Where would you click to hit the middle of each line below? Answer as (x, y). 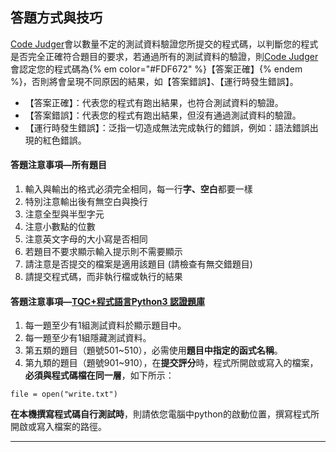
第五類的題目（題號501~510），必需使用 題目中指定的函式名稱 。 (153, 350)
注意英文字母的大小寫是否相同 (86, 239)
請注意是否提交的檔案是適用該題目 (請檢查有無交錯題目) (138, 264)
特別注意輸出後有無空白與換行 (86, 202)
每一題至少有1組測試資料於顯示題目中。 (105, 325)
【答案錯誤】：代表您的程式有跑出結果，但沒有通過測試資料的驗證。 (163, 115)
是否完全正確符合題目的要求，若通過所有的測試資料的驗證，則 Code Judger (164, 56)
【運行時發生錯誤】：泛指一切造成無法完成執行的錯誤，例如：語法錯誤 (167, 127)
